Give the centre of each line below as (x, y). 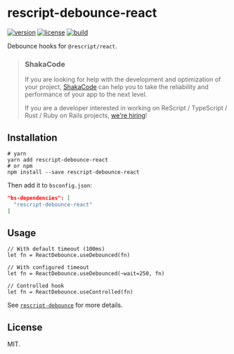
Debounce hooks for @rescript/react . (62, 46)
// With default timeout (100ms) (56, 249)
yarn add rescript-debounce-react (58, 160)
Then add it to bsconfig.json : (50, 185)
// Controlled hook (36, 286)
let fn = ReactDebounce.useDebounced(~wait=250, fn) (86, 274)
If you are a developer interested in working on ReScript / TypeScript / (126, 108)
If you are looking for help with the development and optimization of (123, 79)
